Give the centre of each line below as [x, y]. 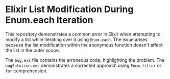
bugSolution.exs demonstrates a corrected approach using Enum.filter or [83, 65]
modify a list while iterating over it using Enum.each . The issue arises [77, 39]
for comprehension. [27, 71]
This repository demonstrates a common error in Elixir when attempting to [83, 34]
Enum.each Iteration [49, 20]
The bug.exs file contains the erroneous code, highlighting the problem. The [85, 60]
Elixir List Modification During [69, 9]
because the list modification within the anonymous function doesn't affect [84, 45]
